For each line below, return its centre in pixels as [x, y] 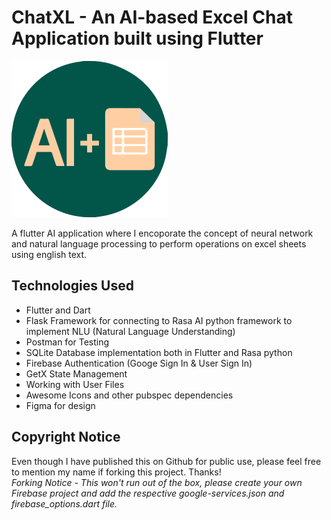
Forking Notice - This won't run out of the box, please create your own [157, 482]
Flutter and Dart [58, 310]
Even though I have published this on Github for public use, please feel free [166, 461]
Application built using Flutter [137, 38]
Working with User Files [75, 384]
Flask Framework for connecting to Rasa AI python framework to [159, 320]
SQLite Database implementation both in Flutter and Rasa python [159, 352]
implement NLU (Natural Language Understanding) [130, 331]
